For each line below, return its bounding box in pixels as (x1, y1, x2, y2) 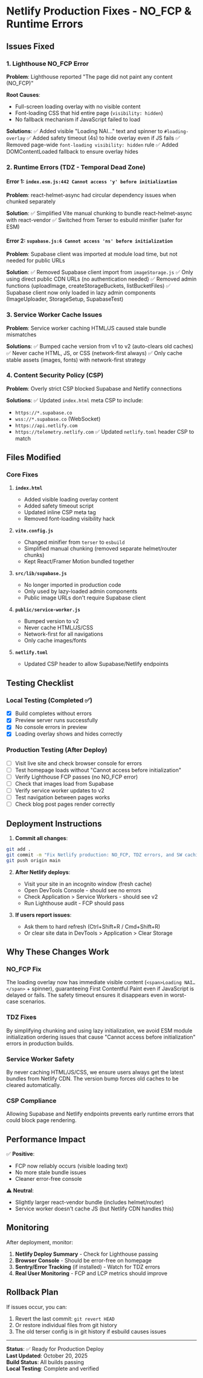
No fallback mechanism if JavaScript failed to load (14, 116, 141, 123)
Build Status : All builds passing (6, 1358, 85, 1365)
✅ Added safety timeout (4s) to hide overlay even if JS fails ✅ (27, 134, 180, 142)
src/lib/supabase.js (14, 570, 67, 577)
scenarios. (19, 998, 46, 1005)
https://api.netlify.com (14, 422, 78, 429)
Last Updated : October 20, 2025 (6, 1352, 88, 1359)
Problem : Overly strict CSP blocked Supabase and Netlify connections (6, 385, 182, 392)
